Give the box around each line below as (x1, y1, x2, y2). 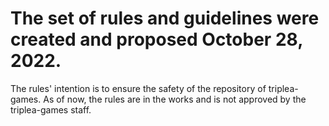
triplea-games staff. (10, 103, 92, 116)
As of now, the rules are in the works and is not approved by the (43, 93, 307, 105)
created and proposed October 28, (10, 28, 303, 51)
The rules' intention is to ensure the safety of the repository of (10, 82, 267, 94)
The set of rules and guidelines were (10, 7, 320, 30)
